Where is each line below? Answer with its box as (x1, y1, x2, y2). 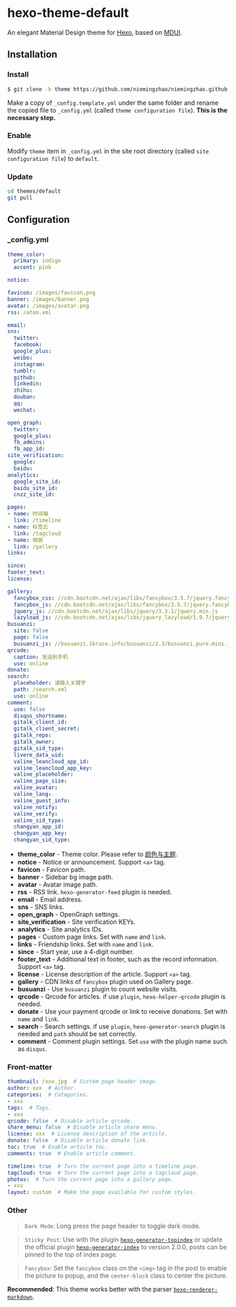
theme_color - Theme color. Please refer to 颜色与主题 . (17, 850, 178, 858)
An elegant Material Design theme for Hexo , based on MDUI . (7, 28, 183, 37)
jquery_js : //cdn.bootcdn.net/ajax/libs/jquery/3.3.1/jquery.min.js (13, 607, 218, 614)
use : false (13, 705, 46, 713)
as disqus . (17, 1045, 47, 1053)
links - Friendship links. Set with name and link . (17, 940, 154, 948)
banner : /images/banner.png (7, 295, 90, 303)
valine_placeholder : (13, 771, 74, 778)
